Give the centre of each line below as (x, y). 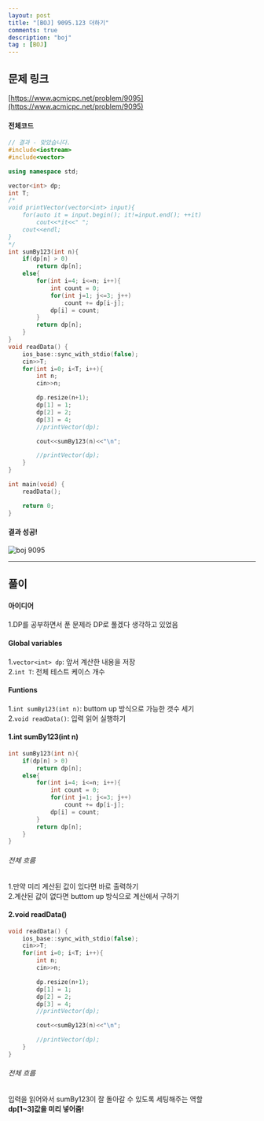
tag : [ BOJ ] (27, 45)
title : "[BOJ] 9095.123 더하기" (59, 23)
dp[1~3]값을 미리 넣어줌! (46, 1109)
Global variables (35, 643)
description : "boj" (40, 37)
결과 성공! (23, 532)
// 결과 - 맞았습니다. (39, 143)
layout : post (29, 15)
